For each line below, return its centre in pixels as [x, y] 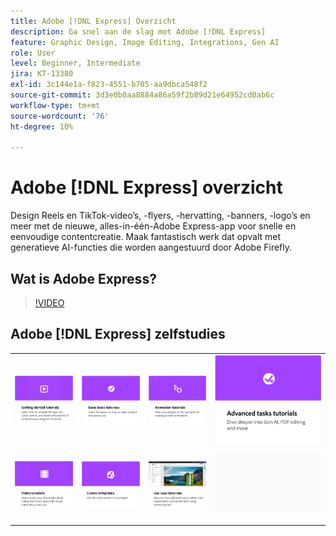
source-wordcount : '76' [60, 116]
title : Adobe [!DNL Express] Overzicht [93, 21]
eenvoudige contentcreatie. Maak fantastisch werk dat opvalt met [146, 237]
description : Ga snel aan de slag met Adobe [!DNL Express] [138, 31]
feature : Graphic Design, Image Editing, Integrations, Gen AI [145, 42]
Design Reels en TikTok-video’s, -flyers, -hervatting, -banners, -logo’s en [160, 216]
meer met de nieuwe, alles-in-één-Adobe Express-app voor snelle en [153, 226]
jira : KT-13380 [42, 74]
